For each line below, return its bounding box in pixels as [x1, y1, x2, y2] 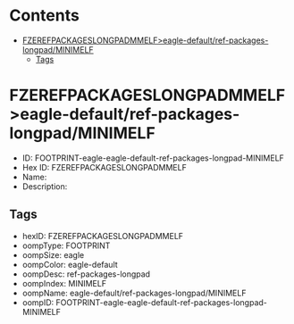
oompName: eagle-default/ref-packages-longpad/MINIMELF [21, 287, 247, 298]
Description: [21, 180, 68, 192]
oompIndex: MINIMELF [21, 278, 107, 288]
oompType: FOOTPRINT [21, 240, 111, 251]
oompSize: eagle [21, 249, 85, 260]
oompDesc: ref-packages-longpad [21, 269, 150, 279]
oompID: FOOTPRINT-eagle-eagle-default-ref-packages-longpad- [21, 296, 268, 308]
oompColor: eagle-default [21, 259, 118, 270]
